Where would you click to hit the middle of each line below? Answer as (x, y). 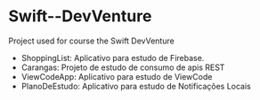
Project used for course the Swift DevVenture (91, 41)
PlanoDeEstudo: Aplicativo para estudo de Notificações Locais (136, 86)
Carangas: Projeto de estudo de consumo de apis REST (123, 67)
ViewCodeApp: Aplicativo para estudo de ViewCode (117, 76)
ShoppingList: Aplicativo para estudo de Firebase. (113, 58)
